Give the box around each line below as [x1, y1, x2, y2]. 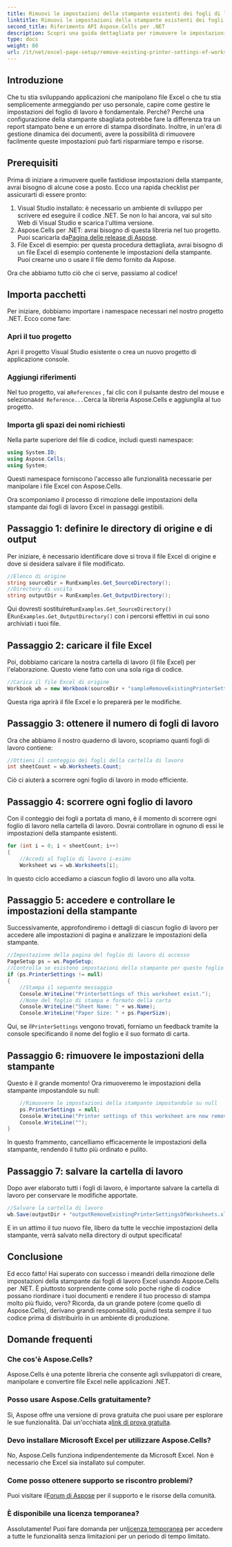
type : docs [7, 36, 39, 43]
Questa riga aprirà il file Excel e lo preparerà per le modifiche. [7, 697, 182, 706]
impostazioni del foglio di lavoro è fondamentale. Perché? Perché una [7, 107, 205, 116]
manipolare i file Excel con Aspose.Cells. [7, 482, 122, 490]
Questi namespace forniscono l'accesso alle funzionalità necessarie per [7, 474, 212, 482]
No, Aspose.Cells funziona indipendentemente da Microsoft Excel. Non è [7, 1451, 214, 1459]
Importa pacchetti [7, 288, 86, 300]
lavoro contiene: [7, 743, 53, 752]
